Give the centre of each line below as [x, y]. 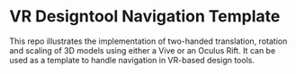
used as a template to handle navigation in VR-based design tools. [132, 60]
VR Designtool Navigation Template [145, 16]
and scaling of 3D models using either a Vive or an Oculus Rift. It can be [143, 50]
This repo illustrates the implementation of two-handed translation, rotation [148, 41]
